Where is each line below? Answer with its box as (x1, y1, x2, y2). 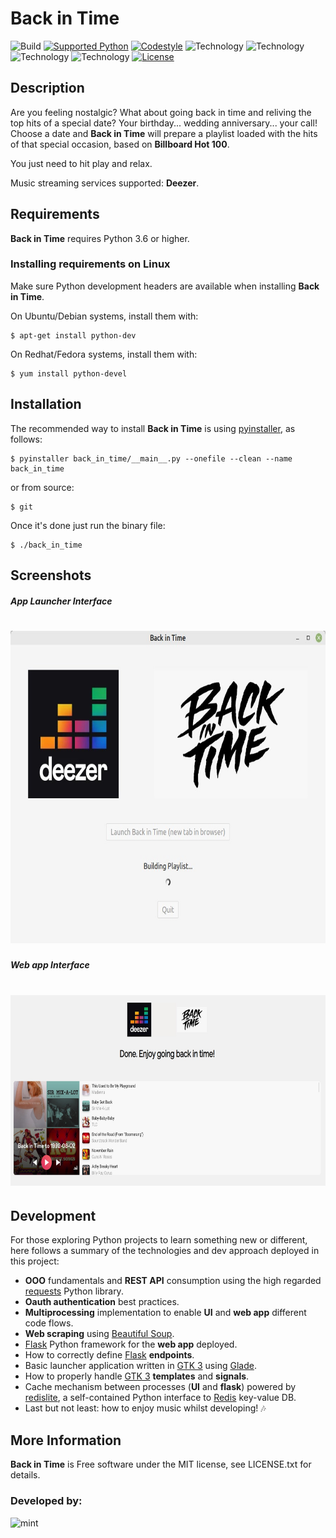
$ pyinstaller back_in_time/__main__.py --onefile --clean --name (10, 453, 293, 464)
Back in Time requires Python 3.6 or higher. (10, 232, 190, 244)
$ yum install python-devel (10, 368, 128, 379)
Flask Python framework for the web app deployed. (24, 1338, 238, 1351)
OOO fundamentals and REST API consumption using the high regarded (24, 1275, 322, 1287)
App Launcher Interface (10, 595, 113, 607)
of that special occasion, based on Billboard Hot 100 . (10, 138, 230, 150)
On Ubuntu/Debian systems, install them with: (10, 310, 199, 322)
